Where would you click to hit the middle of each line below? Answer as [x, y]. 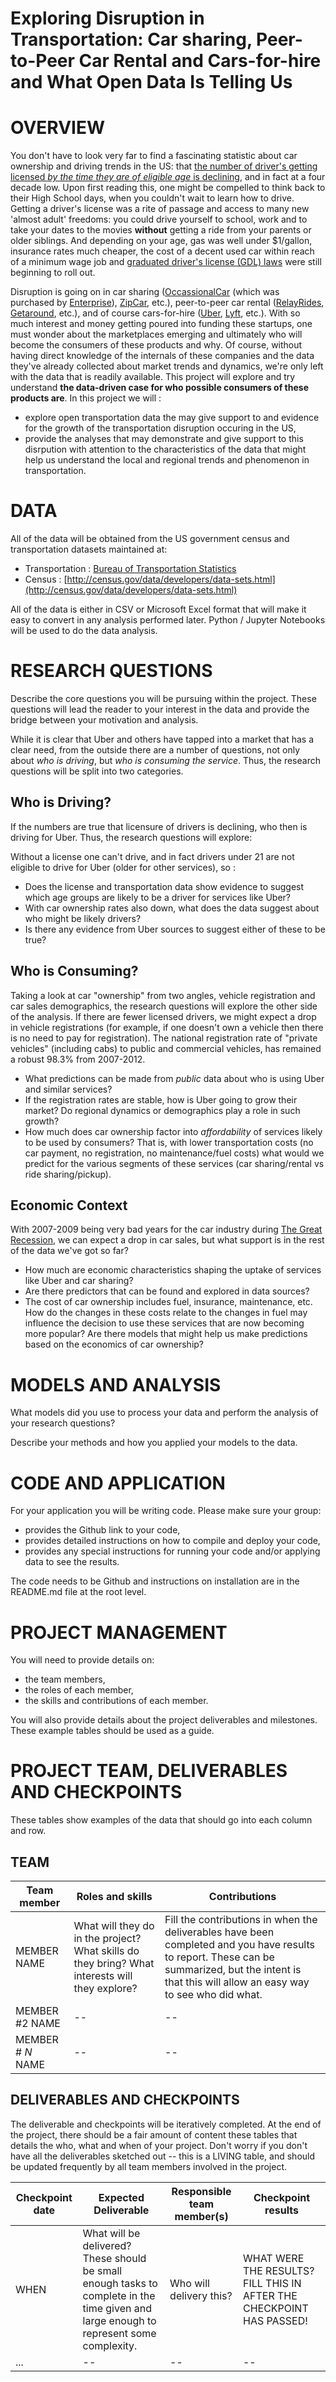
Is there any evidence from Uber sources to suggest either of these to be [175, 929]
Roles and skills [114, 1896]
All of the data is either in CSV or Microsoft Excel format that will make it [158, 609]
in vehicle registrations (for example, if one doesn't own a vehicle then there [167, 1027]
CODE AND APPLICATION [118, 1483]
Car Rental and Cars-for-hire [200, 61]
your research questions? [63, 1423]
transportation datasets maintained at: [89, 549]
